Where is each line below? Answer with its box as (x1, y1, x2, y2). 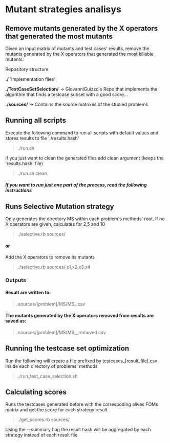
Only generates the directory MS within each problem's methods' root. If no (5, 216, 165, 222)
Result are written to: (5, 289, 51, 295)
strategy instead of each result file (5, 432, 78, 438)
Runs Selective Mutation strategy (5, 202, 114, 211)
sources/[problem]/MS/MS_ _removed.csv (17, 329, 106, 335)
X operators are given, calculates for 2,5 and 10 (5, 221, 105, 227)
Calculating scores (5, 387, 67, 397)
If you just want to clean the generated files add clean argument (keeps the (5, 155, 164, 161)
